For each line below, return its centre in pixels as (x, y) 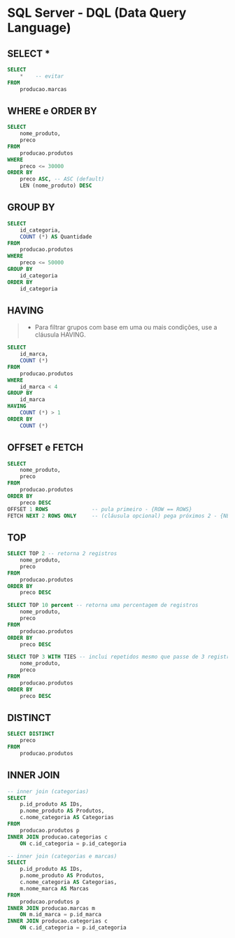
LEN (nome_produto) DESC (56, 186)
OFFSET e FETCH (45, 448)
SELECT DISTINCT (31, 734)
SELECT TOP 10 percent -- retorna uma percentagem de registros (103, 605)
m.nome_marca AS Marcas (55, 888)
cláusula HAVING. (60, 335)
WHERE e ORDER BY (52, 111)
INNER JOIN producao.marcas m (51, 908)
